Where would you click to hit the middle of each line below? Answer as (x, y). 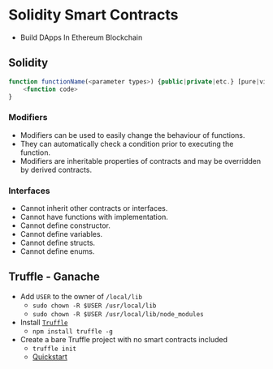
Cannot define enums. (57, 251)
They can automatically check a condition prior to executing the (127, 144)
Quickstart (50, 356)
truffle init (54, 349)
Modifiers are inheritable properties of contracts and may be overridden (141, 161)
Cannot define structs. (58, 242)
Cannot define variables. (61, 234)
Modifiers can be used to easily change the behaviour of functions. (132, 135)
